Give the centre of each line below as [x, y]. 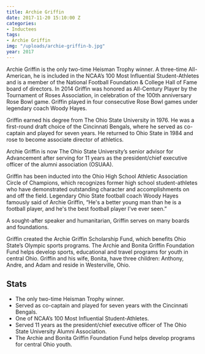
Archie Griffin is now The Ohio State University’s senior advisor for [90, 151]
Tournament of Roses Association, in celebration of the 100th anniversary [99, 95]
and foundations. [28, 227]
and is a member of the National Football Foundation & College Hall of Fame [102, 82]
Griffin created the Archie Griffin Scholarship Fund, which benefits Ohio [96, 238]
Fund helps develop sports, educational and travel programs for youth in [97, 252]
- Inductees [21, 29]
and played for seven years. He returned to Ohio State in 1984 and [110, 133]
